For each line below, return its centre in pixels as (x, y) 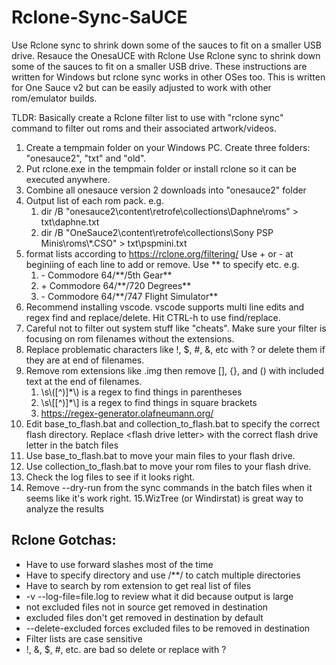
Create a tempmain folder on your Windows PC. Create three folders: (168, 147)
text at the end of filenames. (84, 381)
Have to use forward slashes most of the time (119, 564)
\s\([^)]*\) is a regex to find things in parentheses (141, 392)
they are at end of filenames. (85, 360)
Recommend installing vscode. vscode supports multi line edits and (165, 307)
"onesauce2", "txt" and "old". (86, 158)
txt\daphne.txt (70, 222)
